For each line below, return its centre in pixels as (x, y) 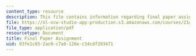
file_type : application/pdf (40, 28)
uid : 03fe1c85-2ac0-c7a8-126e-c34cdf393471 (60, 44)
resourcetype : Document (35, 33)
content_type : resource (35, 11)
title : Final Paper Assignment (44, 38)
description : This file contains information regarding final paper (91, 17)
